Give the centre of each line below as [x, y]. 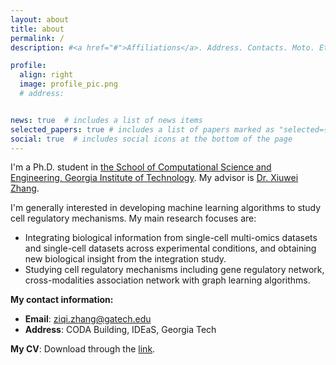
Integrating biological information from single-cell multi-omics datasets [171, 238]
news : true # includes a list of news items [106, 120]
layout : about [40, 19]
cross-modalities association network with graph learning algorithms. [167, 280]
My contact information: [62, 300]
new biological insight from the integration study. [125, 259]
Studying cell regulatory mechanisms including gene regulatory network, [174, 270]
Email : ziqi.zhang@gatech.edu [88, 319]
